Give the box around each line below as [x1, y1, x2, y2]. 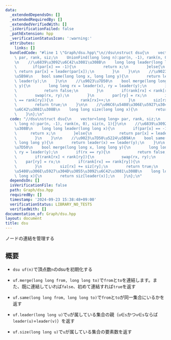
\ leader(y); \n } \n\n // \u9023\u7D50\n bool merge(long [14, 79, 156, 84]
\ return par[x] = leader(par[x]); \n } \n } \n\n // [14, 69, 154, 74]
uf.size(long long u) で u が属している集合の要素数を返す [12, 328, 132, 334]
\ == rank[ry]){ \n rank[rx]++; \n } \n [14, 97, 136, 102]
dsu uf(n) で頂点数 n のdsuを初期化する [12, 266, 93, 272]
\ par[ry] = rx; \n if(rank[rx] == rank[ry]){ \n [14, 159, 140, 164]
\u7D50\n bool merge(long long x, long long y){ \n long [14, 145, 158, 150]
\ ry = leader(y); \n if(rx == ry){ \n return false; [14, 150, 167, 155]
